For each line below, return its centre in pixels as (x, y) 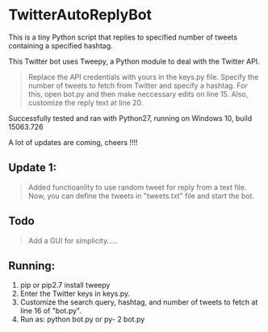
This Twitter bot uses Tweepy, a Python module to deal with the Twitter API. (134, 61)
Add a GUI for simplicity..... (73, 240)
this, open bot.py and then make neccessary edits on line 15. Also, (138, 93)
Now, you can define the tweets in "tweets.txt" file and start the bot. (141, 196)
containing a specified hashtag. (61, 45)
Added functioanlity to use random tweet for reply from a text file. (137, 187)
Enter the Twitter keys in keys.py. (75, 294)
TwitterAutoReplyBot (80, 15)
